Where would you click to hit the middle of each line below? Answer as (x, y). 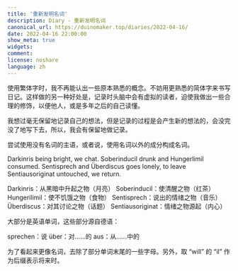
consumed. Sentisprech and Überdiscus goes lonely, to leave (97, 166)
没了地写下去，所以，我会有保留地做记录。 (69, 129)
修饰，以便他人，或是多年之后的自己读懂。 (81, 105)
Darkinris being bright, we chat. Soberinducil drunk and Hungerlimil (106, 159)
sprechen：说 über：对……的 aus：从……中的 (73, 236)
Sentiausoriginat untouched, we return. (64, 174)
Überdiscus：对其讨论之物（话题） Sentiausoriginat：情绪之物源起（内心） (117, 206)
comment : (20, 54)
